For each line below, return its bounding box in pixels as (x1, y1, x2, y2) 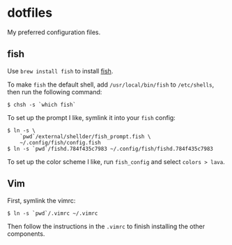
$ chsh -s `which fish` (7, 101, 77, 108)
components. (7, 229, 45, 238)
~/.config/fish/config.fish (20, 139, 101, 146)
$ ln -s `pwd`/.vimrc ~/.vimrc (7, 209, 98, 217)
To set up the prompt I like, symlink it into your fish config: (7, 113, 176, 121)
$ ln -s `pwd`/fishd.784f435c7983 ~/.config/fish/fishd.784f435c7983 (7, 145, 214, 152)
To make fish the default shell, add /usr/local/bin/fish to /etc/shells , (7, 80, 215, 89)
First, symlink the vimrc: (7, 196, 76, 205)
